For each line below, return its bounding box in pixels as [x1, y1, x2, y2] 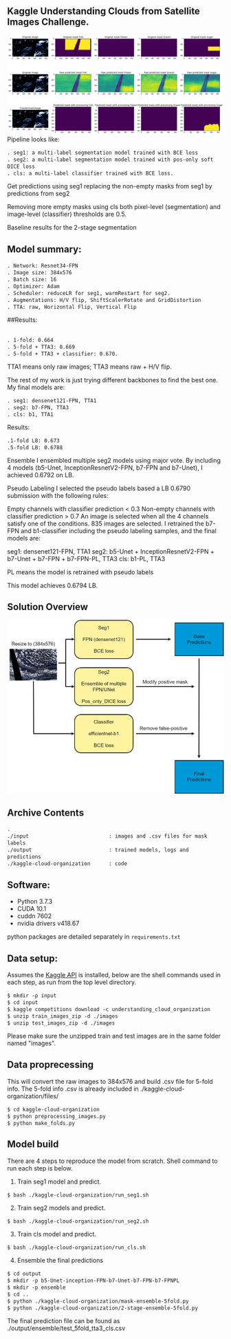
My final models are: [7, 383, 65, 391]
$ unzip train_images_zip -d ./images [7, 1012, 118, 1020]
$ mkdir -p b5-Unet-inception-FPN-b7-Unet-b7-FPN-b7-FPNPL [7, 1277, 180, 1284]
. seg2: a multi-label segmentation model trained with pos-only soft [7, 156, 214, 164]
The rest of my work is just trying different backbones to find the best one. [7, 375, 219, 384]
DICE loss [7, 163, 36, 171]
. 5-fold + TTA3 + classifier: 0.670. [7, 350, 118, 357]
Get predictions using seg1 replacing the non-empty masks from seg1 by [7, 182, 212, 190]
